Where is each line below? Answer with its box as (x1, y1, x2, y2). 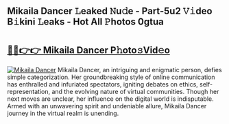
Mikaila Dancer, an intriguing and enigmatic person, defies (57, 66, 222, 74)
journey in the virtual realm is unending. (7, 109, 119, 117)
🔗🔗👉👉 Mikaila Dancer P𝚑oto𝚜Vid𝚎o (7, 44, 170, 56)
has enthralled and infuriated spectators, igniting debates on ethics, (7, 80, 199, 88)
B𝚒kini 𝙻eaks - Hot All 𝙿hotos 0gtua (7, 16, 165, 28)
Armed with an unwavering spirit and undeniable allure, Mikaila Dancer (7, 102, 207, 110)
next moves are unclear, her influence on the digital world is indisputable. (7, 95, 214, 103)
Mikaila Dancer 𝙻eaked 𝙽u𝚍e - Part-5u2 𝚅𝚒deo (7, 5, 213, 17)
